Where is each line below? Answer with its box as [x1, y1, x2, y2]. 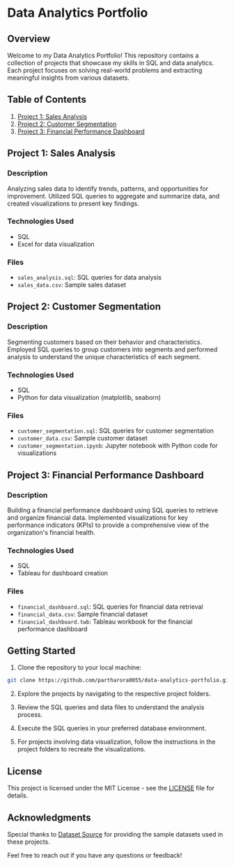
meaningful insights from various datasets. [7, 73, 130, 82]
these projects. [7, 837, 50, 846]
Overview [7, 33, 51, 45]
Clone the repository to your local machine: [17, 663, 141, 672]
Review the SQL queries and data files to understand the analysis [17, 703, 205, 712]
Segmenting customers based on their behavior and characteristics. [7, 338, 203, 346]
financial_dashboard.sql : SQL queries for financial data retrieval [17, 602, 203, 611]
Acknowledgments [7, 811, 92, 823]
